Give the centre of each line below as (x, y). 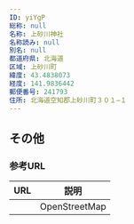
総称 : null (28, 26)
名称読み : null (35, 42)
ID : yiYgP (28, 17)
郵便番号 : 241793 (39, 92)
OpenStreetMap (73, 207)
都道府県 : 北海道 (36, 59)
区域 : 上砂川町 (33, 68)
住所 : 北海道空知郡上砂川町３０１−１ (68, 100)
